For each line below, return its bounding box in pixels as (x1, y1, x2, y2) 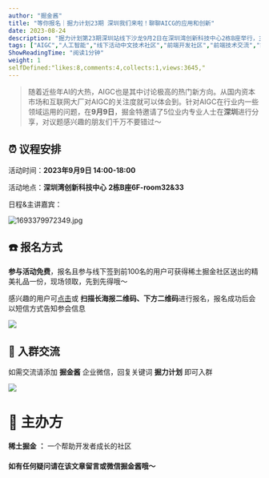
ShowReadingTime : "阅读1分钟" (8, 49, 104, 57)
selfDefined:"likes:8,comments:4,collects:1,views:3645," (8, 64, 206, 72)
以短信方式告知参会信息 (8, 303, 86, 313)
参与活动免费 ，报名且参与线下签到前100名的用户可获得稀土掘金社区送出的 (8, 267, 252, 276)
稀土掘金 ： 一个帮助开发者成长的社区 (8, 441, 132, 451)
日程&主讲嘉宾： (8, 199, 62, 209)
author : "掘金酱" (8, 11, 62, 20)
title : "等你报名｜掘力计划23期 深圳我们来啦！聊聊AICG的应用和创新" (8, 19, 215, 27)
